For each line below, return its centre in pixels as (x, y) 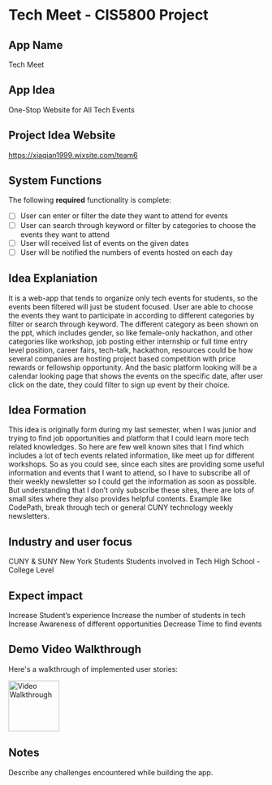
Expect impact (46, 596)
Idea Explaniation (53, 278)
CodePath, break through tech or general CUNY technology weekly (121, 507)
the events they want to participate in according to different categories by (132, 315)
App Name (36, 45)
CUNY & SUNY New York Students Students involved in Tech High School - (134, 561)
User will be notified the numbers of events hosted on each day (126, 252)
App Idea (32, 90)
